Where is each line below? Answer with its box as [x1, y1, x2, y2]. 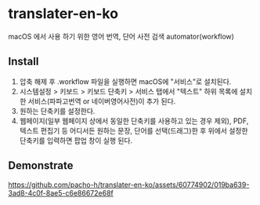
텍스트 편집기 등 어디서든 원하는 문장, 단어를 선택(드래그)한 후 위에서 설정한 [19, 126, 248, 135]
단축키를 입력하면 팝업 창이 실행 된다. [19, 135, 133, 145]
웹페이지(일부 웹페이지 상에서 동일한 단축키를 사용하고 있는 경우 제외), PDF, [19, 115, 249, 126]
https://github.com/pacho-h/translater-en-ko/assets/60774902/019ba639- [8, 180, 250, 189]
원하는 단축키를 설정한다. [19, 106, 96, 115]
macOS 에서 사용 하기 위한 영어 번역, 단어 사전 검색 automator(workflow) [8, 31, 235, 41]
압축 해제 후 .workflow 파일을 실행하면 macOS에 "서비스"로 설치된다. [19, 76, 232, 86]
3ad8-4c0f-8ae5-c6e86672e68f [8, 188, 114, 197]
